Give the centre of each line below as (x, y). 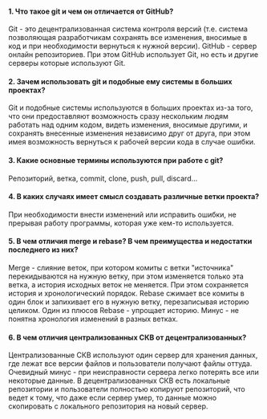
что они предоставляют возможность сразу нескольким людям (118, 116)
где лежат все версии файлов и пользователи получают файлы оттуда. (130, 364)
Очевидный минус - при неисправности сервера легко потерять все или (133, 372)
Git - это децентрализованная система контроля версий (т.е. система (128, 29)
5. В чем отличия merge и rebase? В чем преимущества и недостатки (130, 242)
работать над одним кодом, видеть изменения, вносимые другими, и (128, 125)
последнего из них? (43, 250)
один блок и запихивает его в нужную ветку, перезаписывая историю (129, 302)
